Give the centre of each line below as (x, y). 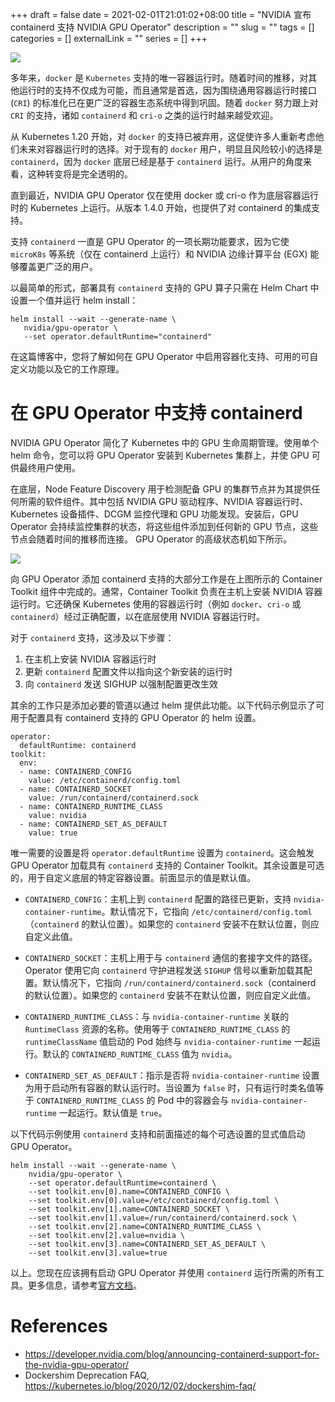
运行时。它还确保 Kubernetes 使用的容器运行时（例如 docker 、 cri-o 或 (156, 604)
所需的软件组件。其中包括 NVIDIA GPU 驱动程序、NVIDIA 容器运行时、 (163, 501)
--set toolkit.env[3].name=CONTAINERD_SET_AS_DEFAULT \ (147, 1244)
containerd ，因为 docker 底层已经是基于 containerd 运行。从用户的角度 (156, 161)
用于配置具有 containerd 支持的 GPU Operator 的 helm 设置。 (136, 717)
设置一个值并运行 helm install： (74, 300)
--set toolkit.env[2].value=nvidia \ (107, 1235)
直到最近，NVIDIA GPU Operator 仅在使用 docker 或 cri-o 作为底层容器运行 (164, 195)
